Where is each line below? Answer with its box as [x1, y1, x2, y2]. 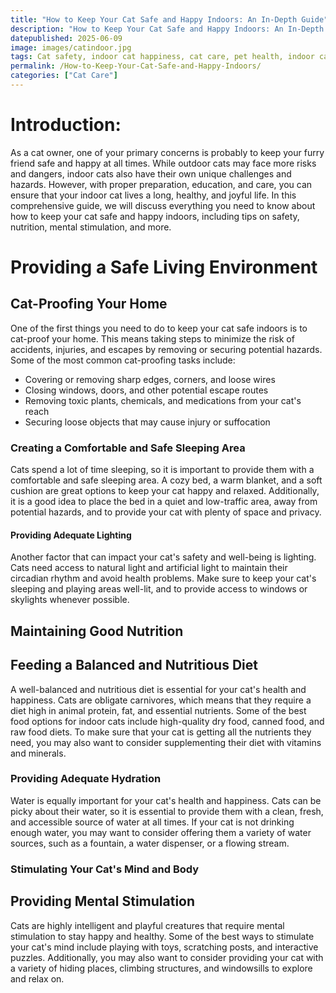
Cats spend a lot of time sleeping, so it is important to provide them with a [10, 464, 315, 476]
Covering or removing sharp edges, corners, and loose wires [24, 373, 276, 385]
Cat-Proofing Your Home [10, 296, 168, 313]
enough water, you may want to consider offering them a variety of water [10, 826, 312, 838]
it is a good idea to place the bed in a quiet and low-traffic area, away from [10, 496, 318, 508]
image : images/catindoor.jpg [10, 42, 132, 53]
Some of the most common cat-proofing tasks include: [10, 354, 236, 366]
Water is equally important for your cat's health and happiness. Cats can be [10, 794, 322, 806]
